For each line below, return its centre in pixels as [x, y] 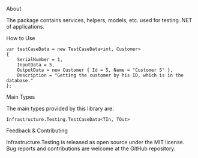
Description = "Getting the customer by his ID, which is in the [100, 75]
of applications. [25, 27]
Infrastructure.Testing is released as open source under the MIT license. [95, 142]
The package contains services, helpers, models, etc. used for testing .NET [99, 20]
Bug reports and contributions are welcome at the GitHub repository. [91, 148]
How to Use [21, 38]
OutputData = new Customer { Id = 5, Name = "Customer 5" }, [95, 70]
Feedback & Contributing [37, 130]
